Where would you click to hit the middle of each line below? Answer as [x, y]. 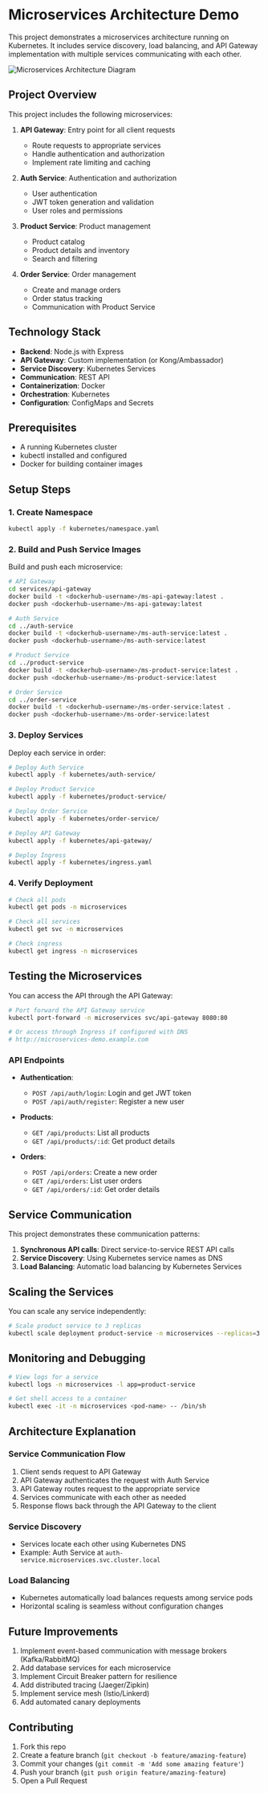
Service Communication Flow [67, 1454]
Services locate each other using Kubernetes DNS [103, 1544]
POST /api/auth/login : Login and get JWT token [112, 1093]
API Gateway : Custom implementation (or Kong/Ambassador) [122, 360]
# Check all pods [37, 900]
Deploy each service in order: [57, 753]
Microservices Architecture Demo [124, 15]
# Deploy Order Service [48, 811]
